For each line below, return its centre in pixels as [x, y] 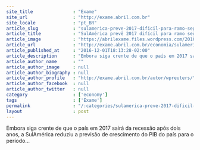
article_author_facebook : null [48, 84]
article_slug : [41, 28]
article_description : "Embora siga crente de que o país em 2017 [97, 56]
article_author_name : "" [45, 61]
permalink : [41, 106]
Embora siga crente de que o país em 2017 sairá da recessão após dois [93, 128]
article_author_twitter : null [48, 89]
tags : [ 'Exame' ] [54, 100]
